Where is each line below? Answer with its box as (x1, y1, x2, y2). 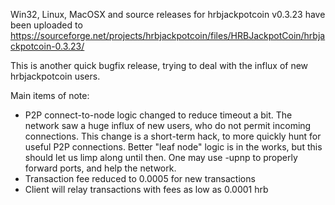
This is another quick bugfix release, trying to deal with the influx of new (10, 60, 309, 71)
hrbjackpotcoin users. (10, 70, 101, 82)
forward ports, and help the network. (24, 162, 177, 174)
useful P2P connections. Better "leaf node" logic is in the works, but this (24, 141, 323, 153)
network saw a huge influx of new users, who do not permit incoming (24, 120, 312, 131)
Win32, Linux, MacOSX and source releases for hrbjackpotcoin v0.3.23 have (10, 9, 326, 20)
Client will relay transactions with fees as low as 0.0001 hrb (24, 184, 269, 195)
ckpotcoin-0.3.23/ (10, 40, 85, 52)
